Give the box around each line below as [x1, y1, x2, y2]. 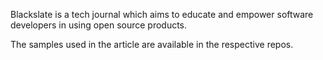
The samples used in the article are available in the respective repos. [10, 39, 294, 50]
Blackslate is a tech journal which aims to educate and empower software [10, 9, 314, 20]
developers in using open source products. [10, 19, 188, 31]
